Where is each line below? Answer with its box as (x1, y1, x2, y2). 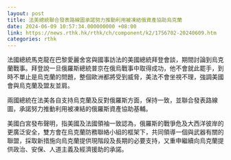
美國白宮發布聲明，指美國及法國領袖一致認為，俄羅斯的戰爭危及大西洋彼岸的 (7, 119, 224, 128)
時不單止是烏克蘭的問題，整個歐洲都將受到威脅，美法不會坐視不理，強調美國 (7, 73, 224, 81)
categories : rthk (7, 36, 57, 43)
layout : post (7, 10, 45, 17)
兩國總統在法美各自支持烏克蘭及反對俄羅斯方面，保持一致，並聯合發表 (7, 96, 206, 104)
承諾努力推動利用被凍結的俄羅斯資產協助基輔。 (19, 105, 152, 113)
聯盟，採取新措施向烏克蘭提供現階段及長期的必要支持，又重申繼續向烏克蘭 (7, 137, 218, 145)
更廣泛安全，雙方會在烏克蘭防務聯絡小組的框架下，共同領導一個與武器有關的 (7, 128, 224, 137)
